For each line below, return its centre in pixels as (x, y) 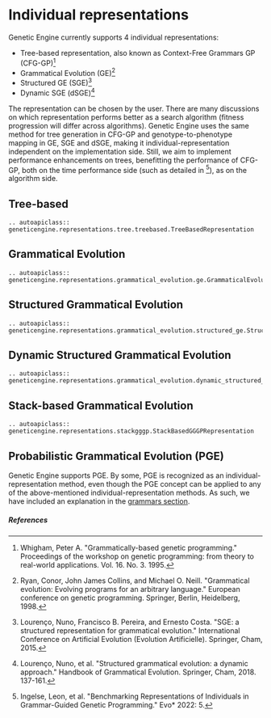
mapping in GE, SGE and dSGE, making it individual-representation (119, 142)
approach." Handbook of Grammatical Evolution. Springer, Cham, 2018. (138, 672)
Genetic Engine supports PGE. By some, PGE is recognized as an (116, 475)
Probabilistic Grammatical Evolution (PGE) (116, 456)
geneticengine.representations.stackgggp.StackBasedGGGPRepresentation (131, 431)
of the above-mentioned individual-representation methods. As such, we (129, 493)
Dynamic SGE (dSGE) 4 (57, 92)
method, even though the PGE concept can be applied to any (160, 484)
